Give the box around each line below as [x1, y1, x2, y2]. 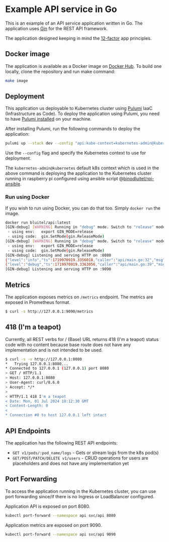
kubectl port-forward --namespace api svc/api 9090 [5, 531, 116, 537]
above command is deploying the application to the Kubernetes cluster [5, 170, 152, 176]
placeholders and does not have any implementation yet [12, 460, 129, 466]
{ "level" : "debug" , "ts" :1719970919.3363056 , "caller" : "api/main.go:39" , [5, 262, 156, 267]
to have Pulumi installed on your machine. [5, 116, 92, 122]
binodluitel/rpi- [123, 176, 154, 182]
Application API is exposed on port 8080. [5, 503, 91, 509]
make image [5, 78, 28, 83]
